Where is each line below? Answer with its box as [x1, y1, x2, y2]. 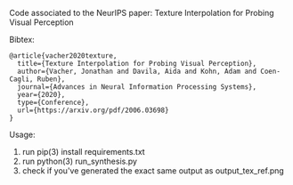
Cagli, [9, 75, 34, 84]
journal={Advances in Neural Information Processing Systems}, [17, 83, 256, 92]
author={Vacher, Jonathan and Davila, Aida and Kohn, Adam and [17, 67, 256, 76]
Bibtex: [9, 35, 36, 44]
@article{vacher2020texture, [9, 52, 118, 60]
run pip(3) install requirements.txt [21, 147, 145, 157]
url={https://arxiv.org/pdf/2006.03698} [17, 106, 169, 115]
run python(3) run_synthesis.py [21, 156, 138, 166]
